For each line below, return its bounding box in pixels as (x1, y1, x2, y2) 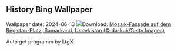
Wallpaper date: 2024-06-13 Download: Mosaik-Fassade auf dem (6, 20, 171, 28)
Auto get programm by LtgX (6, 38, 74, 45)
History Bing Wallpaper (6, 5, 93, 14)
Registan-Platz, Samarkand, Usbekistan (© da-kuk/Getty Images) (6, 27, 165, 34)
